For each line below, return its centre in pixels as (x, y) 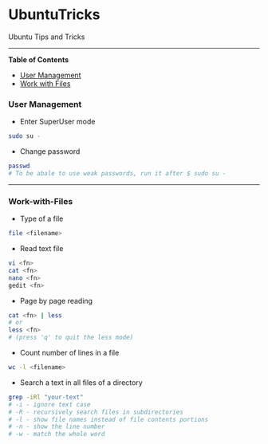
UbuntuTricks (54, 15)
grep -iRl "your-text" (46, 397)
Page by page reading (56, 301)
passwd (19, 166)
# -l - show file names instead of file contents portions (108, 419)
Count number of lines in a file (69, 353)
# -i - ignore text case (49, 404)
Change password (50, 151)
